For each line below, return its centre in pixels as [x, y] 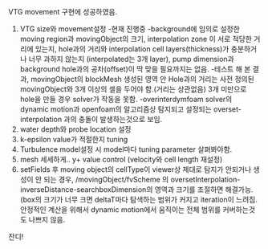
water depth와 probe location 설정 [75, 129]
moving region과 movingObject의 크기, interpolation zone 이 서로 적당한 [136, 39]
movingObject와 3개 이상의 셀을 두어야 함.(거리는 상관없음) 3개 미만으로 [133, 89]
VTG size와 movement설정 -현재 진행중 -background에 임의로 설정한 [130, 29]
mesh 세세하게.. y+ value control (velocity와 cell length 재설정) [121, 159]
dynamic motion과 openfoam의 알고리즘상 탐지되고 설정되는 [116, 109]
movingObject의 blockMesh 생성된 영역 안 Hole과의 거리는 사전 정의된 [142, 79]
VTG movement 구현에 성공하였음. [63, 12]
